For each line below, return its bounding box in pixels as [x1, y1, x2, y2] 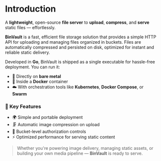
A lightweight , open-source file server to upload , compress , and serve [5, 19, 149, 25]
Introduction [5, 3, 56, 15]
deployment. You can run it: [5, 64, 60, 70]
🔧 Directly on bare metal [12, 73, 62, 79]
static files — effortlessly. [5, 24, 56, 30]
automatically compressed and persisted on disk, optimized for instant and [5, 44, 154, 50]
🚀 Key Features [5, 103, 41, 110]
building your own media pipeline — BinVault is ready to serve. [16, 150, 143, 156]
